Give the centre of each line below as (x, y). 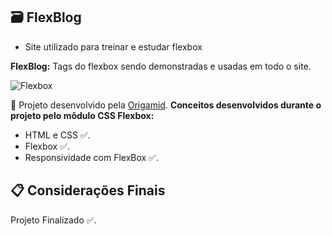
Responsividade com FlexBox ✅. (91, 157)
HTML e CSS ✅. (57, 135)
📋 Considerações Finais (88, 190)
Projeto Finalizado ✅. (53, 220)
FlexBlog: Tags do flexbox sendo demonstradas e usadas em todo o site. (161, 66)
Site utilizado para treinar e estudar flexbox (113, 46)
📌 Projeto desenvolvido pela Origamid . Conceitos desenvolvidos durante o (166, 105)
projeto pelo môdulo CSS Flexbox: (82, 115)
